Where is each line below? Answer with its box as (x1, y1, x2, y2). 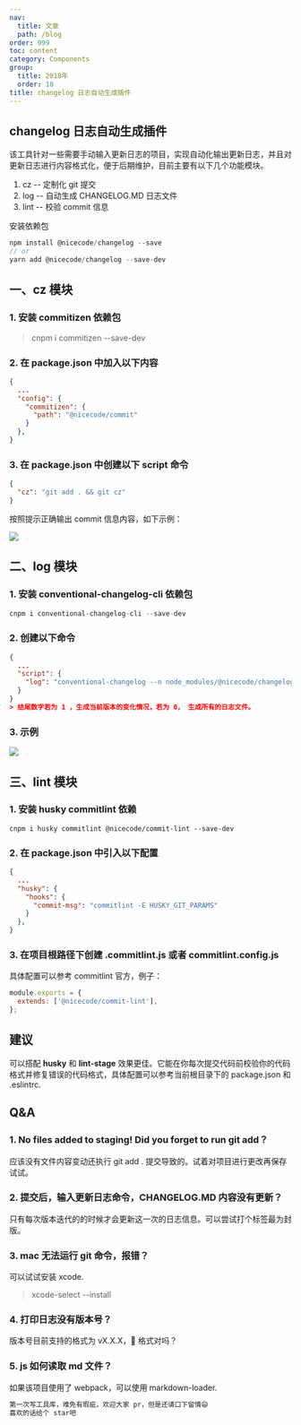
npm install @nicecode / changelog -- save (9, 238, 163, 247)
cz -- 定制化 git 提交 (21, 179, 97, 190)
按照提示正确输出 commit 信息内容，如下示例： (9, 513, 183, 524)
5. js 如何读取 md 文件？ (9, 1360, 113, 1372)
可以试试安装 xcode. (9, 1272, 84, 1282)
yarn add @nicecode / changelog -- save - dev (9, 255, 167, 264)
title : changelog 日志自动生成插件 (9, 88, 132, 97)
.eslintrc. (9, 1079, 42, 1090)
